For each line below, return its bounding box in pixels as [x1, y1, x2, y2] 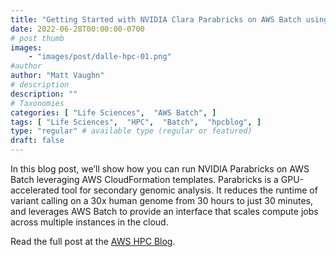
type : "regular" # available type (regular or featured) [10, 126, 253, 136]
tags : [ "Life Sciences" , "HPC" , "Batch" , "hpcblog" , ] [10, 117, 262, 127]
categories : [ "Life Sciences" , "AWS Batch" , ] [10, 107, 217, 118]
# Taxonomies [10, 98, 65, 108]
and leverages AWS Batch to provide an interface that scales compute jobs [10, 206, 319, 217]
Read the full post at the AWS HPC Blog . [10, 236, 176, 247]
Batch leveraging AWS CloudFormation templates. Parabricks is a [10, 174, 279, 185]
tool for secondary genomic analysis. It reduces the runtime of [61, 184, 318, 196]
